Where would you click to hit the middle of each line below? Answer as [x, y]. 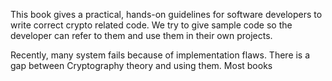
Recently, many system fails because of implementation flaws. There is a [160, 55]
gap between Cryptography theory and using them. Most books [141, 65]
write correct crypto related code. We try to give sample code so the [151, 25]
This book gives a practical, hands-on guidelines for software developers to [166, 14]
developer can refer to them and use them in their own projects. [141, 35]
